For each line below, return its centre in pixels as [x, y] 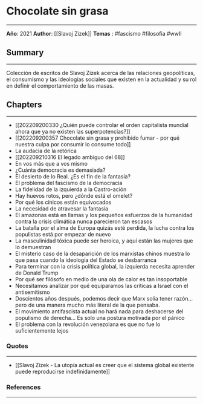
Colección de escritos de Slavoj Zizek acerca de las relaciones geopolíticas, [101, 73]
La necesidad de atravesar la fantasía [62, 208]
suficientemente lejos [42, 330]
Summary [25, 53]
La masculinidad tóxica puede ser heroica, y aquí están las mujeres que [104, 241]
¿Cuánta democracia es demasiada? [60, 170]
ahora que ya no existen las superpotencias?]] [72, 131]
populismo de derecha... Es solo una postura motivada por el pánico [100, 318]
